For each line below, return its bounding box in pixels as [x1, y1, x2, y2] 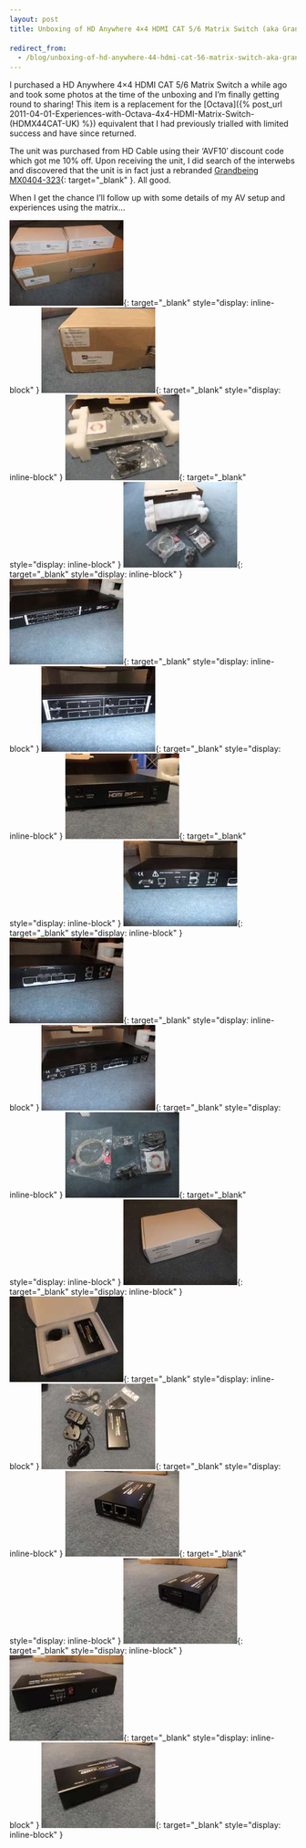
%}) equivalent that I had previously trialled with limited [81, 119, 289, 130]
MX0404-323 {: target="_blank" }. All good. [9, 174, 171, 186]
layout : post [9, 15, 59, 24]
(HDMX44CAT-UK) [9, 119, 80, 130]
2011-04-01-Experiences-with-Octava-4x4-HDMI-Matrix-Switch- [9, 109, 255, 120]
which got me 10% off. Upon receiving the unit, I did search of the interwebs [9, 155, 296, 166]
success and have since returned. [9, 128, 137, 139]
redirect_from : [9, 44, 67, 53]
